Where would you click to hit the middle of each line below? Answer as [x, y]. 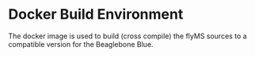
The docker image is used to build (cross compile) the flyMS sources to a [127, 36]
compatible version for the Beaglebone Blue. [81, 44]
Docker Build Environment [96, 14]
